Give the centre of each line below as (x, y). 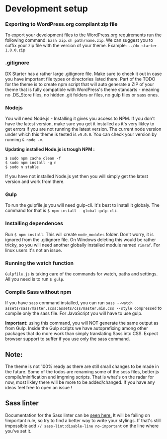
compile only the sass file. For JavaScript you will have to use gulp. (74, 313)
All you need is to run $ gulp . (35, 279)
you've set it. (18, 431)
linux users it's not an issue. (34, 250)
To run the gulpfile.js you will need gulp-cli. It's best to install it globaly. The (83, 205)
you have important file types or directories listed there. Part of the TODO (80, 79)
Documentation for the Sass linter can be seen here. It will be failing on (78, 415)
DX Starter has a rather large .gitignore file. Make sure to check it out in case (83, 74)
